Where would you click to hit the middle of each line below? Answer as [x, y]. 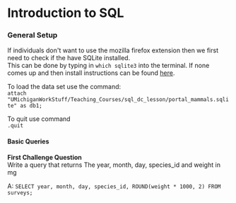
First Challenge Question [45, 157]
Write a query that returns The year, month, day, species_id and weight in [114, 165]
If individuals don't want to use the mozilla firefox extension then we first [113, 50]
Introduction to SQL [66, 13]
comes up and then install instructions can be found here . [91, 73]
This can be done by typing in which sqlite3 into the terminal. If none [108, 66]
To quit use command [39, 119]
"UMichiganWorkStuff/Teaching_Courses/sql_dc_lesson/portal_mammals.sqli [118, 100]
